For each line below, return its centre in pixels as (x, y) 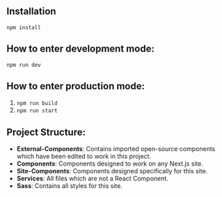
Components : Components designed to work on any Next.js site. (110, 164)
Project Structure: (46, 132)
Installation (31, 11)
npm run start (37, 111)
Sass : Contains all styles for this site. (70, 186)
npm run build (37, 104)
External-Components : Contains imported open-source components (116, 149)
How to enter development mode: (80, 49)
